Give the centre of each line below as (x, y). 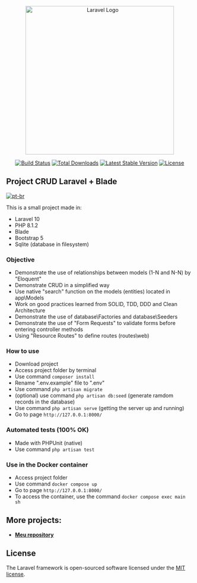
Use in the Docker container (47, 465)
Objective (20, 260)
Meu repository (34, 534)
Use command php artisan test (55, 449)
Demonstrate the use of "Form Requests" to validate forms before (95, 323)
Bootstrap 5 (29, 238)
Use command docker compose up (56, 484)
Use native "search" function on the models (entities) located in (92, 292)
